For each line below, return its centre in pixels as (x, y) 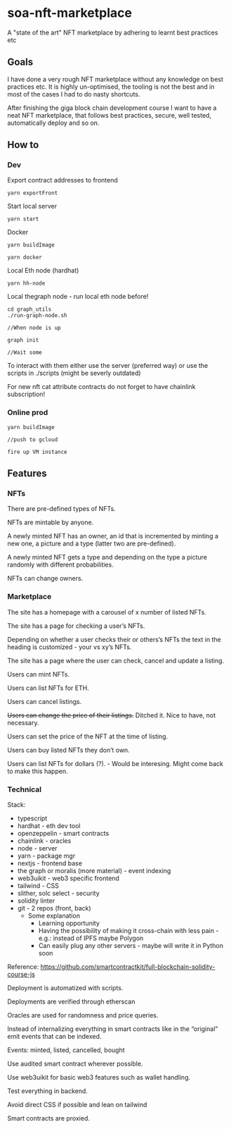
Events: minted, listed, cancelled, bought (66, 1050)
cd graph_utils (29, 309)
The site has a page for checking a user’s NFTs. (76, 626)
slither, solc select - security (58, 894)
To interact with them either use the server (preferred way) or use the (108, 366)
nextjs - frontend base (50, 863)
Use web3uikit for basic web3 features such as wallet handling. (99, 1078)
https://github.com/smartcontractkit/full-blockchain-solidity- (128, 967)
